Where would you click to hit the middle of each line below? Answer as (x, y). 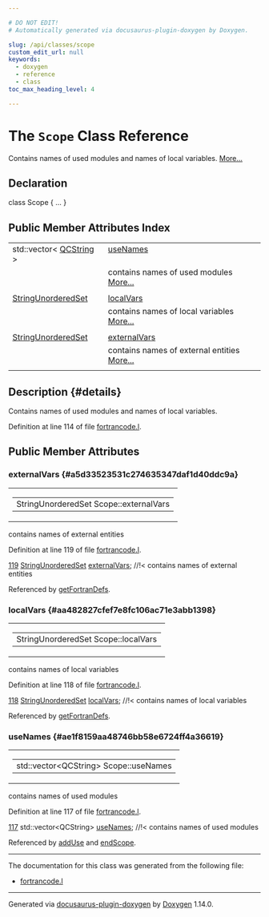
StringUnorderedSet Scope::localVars (87, 639)
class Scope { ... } (37, 203)
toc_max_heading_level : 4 (51, 89)
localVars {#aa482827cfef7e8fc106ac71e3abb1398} (112, 609)
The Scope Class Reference (99, 136)
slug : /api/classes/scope (51, 45)
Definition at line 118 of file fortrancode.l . (75, 685)
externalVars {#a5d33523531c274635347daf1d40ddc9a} (123, 475)
